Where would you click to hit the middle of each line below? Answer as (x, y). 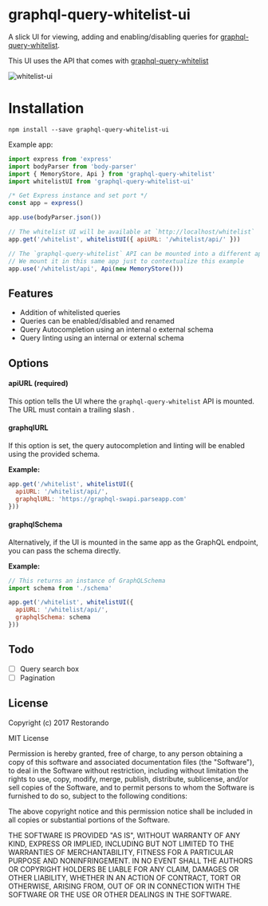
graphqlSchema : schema (53, 617)
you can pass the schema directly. (65, 550)
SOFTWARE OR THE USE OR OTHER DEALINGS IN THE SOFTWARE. (120, 894)
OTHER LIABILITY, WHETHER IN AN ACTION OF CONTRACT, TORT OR (124, 877)
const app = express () (46, 203)
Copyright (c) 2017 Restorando (59, 723)
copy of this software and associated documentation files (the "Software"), (132, 762)
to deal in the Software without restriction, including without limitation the (128, 770)
